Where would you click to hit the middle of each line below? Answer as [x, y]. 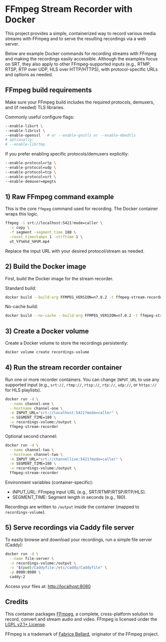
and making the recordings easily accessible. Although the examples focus [82, 58]
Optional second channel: [31, 436]
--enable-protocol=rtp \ [31, 163]
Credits [17, 602]
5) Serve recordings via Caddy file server [70, 528]
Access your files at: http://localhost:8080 [48, 587]
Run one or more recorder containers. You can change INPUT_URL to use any [82, 379]
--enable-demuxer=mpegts [31, 181]
